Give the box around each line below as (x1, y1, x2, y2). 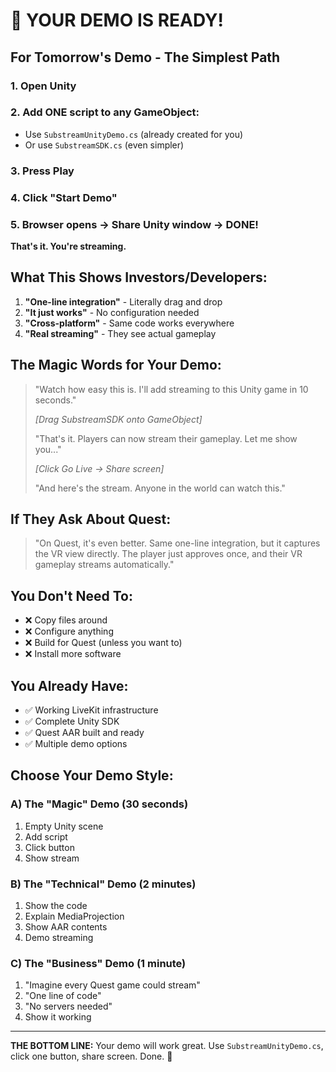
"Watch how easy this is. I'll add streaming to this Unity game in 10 (34, 383, 309, 395)
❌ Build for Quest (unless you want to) (24, 637, 183, 649)
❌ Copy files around (24, 614, 108, 626)
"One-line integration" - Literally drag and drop (24, 295, 223, 308)
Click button (24, 841, 75, 853)
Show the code (24, 899, 88, 911)
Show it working (24, 1011, 92, 1023)
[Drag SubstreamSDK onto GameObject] (34, 413, 203, 425)
